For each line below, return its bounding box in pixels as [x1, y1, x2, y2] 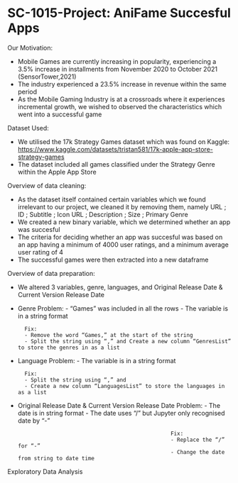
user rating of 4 [17, 248, 64, 256]
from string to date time [17, 455, 94, 462]
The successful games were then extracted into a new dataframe [17, 255, 209, 264]
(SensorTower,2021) [17, 72, 77, 81]
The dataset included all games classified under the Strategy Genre [17, 160, 215, 168]
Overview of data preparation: [7, 269, 96, 277]
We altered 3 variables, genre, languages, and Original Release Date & [17, 282, 223, 292]
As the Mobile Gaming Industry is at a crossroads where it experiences [17, 94, 225, 104]
